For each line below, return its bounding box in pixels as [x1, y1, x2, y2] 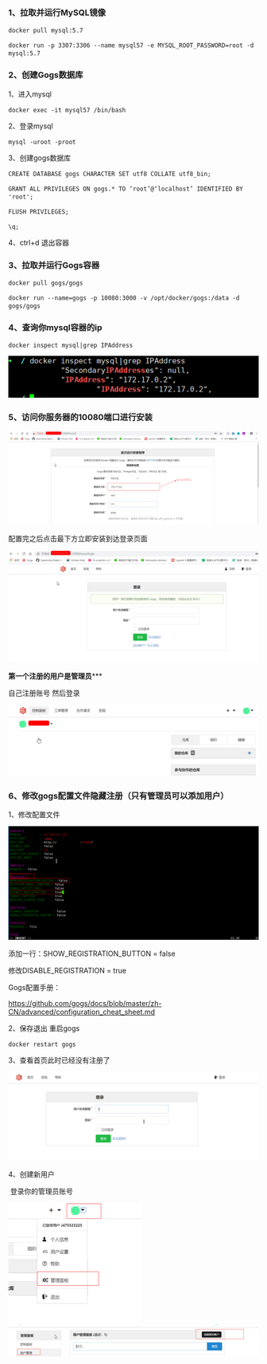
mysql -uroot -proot [8, 138, 77, 146]
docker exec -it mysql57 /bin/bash [8, 106, 126, 114]
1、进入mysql [8, 89, 52, 99]
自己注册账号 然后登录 [8, 688, 80, 698]
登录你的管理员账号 [10, 1186, 73, 1197]
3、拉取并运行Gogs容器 [8, 259, 100, 270]
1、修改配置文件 [8, 810, 60, 820]
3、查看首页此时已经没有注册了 [8, 1055, 110, 1065]
